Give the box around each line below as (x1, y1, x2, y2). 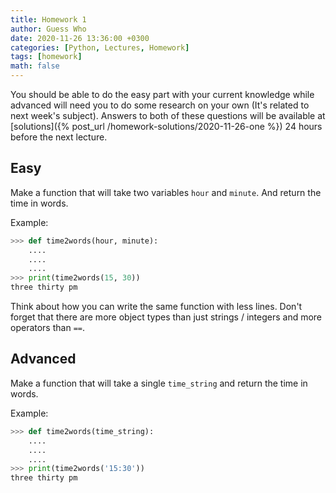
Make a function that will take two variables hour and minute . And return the (10, 186, 322, 198)
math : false (10, 61, 60, 71)
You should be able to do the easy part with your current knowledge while (10, 89, 315, 100)
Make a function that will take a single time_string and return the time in (10, 377, 308, 389)
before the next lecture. (10, 131, 108, 143)
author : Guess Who (10, 24, 87, 34)
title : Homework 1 (10, 14, 87, 25)
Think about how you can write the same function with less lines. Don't (10, 301, 303, 313)
